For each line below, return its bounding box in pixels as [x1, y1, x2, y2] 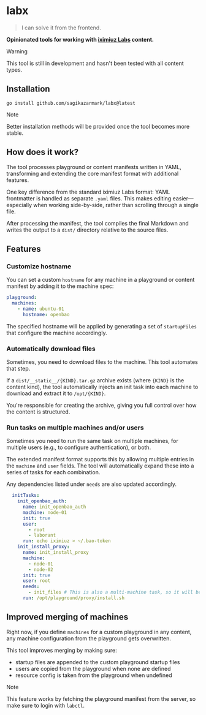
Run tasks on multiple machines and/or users [6, 423, 144, 432]
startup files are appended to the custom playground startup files [15, 658, 180, 665]
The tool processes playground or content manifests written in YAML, [6, 163, 182, 170]
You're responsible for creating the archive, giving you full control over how [6, 402, 197, 409]
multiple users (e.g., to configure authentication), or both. [6, 444, 151, 451]
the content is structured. [6, 408, 71, 415]
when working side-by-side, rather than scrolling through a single [33, 201, 199, 208]
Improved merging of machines [6, 612, 129, 622]
